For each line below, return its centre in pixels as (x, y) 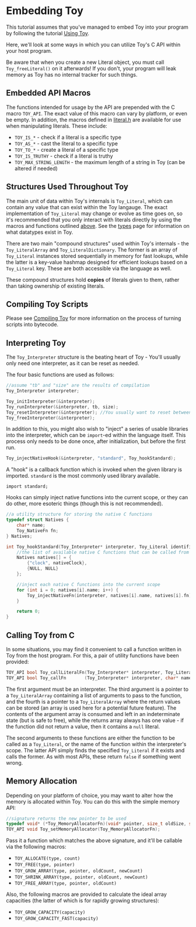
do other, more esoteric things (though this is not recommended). (85, 504)
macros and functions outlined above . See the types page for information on (98, 226)
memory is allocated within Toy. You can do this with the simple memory (93, 802)
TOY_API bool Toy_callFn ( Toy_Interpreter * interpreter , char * (92, 678)
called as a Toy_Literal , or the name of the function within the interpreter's (96, 744)
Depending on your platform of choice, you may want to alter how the (90, 795)
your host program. (29, 50)
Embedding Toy (45, 11)
